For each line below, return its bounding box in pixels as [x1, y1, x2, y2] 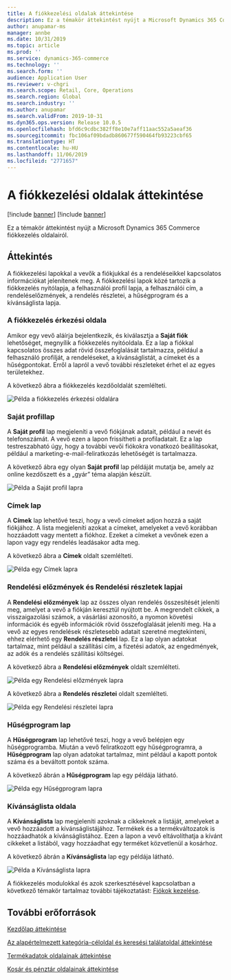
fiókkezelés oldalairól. [7, 230, 69, 239]
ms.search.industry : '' [7, 100, 76, 107]
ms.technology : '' [7, 61, 60, 68]
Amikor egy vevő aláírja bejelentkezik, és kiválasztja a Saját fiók [7, 331, 188, 339]
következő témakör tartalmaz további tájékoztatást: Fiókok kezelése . [7, 887, 201, 895]
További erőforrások [7, 906, 96, 918]
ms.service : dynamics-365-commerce [7, 55, 109, 62]
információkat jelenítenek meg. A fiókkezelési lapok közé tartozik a [7, 277, 196, 285]
